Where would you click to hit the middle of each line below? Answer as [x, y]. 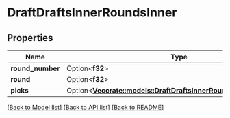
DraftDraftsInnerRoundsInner [92, 13]
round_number [35, 68]
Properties [30, 38]
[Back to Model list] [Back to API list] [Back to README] [86, 107]
